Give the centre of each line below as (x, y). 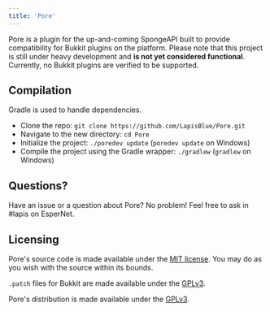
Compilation (40, 91)
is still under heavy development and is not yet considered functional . (127, 56)
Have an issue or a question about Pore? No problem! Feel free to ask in (129, 205)
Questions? (38, 186)
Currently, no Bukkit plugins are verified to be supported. (104, 65)
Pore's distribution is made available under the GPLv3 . (99, 299)
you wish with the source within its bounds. (81, 268)
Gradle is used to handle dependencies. (75, 110)
